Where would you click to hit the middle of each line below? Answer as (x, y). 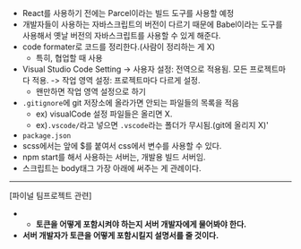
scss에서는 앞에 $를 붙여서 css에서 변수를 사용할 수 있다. (122, 146)
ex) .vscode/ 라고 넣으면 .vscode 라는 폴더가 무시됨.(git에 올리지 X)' (152, 125)
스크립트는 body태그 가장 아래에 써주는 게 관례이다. (112, 168)
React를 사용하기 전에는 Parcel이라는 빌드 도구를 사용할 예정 (128, 13)
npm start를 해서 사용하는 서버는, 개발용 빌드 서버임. (114, 157)
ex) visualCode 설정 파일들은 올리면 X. (104, 114)
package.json (47, 136)
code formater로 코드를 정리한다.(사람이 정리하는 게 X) (119, 47)
